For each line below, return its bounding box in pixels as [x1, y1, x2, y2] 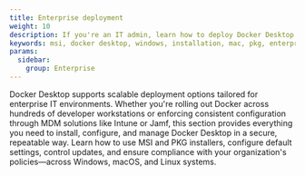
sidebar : [17, 55, 51, 64]
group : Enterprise [25, 64, 95, 73]
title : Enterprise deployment [9, 13, 124, 23]
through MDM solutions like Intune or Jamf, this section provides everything [9, 117, 293, 128]
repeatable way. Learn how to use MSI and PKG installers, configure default [9, 137, 292, 148]
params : [9, 47, 39, 56]
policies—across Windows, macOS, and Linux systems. [9, 156, 217, 167]
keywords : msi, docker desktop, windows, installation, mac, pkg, [9, 38, 266, 48]
